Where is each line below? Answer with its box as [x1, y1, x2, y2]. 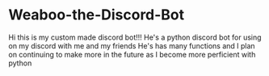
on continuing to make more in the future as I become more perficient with [8, 49, 256, 59]
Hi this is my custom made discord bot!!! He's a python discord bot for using [8, 32, 262, 42]
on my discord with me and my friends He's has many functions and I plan [8, 40, 256, 50]
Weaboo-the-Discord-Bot [8, 6, 185, 24]
